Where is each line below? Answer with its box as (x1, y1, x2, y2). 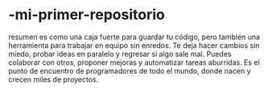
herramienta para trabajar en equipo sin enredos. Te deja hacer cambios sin (8, 40, 260, 50)
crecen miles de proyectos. (8, 74, 99, 84)
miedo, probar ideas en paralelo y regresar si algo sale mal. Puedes (8, 49, 232, 58)
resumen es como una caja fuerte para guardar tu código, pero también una (8, 32, 260, 42)
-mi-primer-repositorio (8, 6, 165, 24)
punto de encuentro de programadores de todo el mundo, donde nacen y (8, 66, 251, 75)
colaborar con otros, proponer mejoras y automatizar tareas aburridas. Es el (8, 58, 260, 67)
